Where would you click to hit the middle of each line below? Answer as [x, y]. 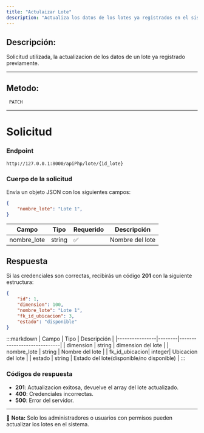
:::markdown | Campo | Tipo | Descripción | [60, 339]
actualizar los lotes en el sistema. [48, 424]
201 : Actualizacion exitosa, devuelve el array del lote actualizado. [97, 387]
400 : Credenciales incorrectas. [54, 393]
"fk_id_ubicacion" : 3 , [46, 316]
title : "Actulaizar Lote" [39, 12]
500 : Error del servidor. [44, 400]
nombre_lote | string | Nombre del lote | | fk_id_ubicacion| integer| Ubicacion [102, 352]
